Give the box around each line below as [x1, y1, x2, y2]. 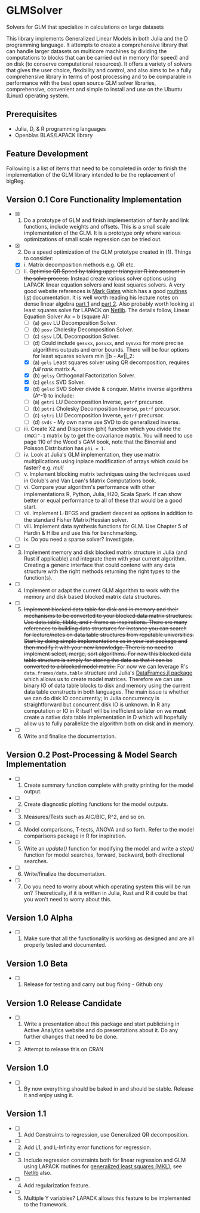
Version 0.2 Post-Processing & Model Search [6, 750, 177, 760]
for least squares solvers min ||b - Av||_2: [32, 352, 134, 359]
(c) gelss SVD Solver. [32, 378, 85, 386]
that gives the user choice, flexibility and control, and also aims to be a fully [6, 66, 192, 73]
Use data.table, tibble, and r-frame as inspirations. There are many [23, 618, 188, 626]
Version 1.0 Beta [6, 959, 68, 969]
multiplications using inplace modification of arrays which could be [23, 458, 189, 465]
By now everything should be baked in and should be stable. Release [23, 1085, 194, 1092]
